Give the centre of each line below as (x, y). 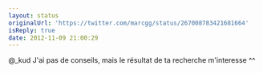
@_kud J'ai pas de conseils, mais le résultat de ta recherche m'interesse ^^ (132, 60)
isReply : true (32, 30)
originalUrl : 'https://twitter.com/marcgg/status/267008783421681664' (129, 23)
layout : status (34, 15)
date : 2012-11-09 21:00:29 (53, 38)
